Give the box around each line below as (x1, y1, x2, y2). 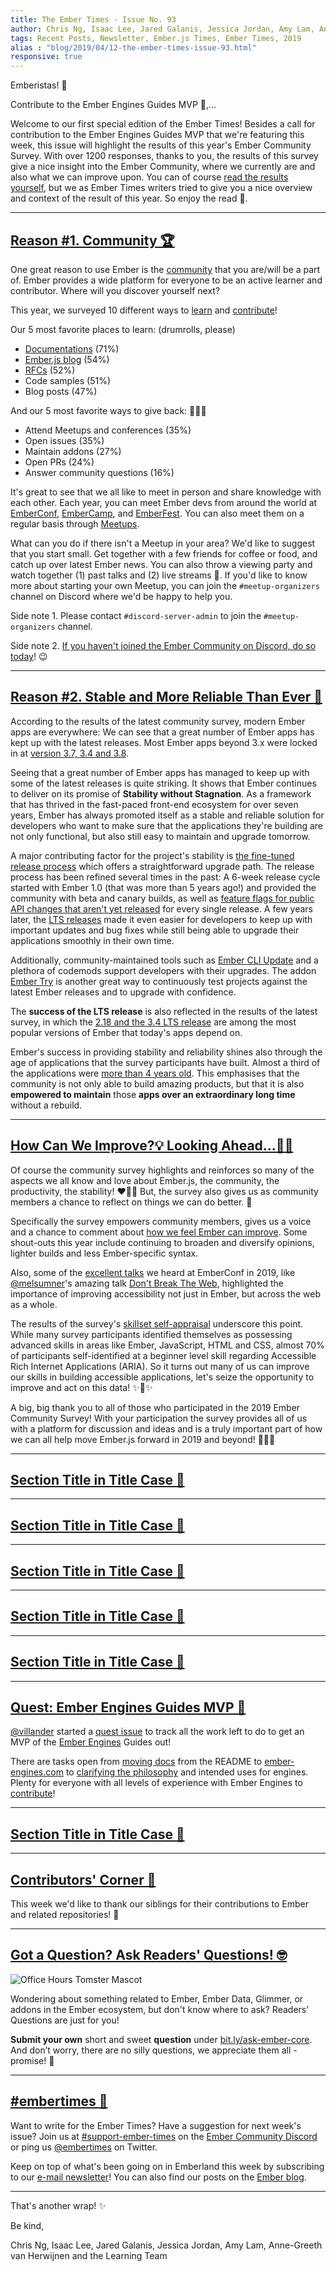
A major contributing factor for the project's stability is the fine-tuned (10, 849, 295, 861)
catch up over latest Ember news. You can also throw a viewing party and (10, 558, 313, 570)
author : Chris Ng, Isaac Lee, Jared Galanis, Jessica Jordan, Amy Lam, (10, 24, 315, 34)
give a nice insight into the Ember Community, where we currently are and (10, 161, 316, 173)
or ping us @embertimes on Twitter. (10, 2141, 158, 2153)
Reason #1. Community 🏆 (10, 232, 175, 249)
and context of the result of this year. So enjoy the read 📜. (10, 192, 248, 205)
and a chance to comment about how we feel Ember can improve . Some (10, 1226, 308, 1238)
